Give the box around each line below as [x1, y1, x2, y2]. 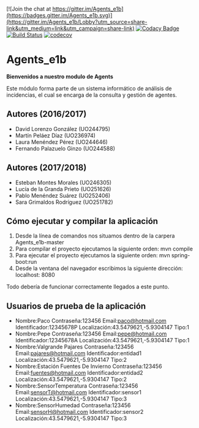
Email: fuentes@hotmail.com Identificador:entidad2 [15, 369, 143, 377]
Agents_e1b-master [15, 239, 64, 246]
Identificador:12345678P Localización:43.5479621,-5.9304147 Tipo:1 [15, 324, 190, 331]
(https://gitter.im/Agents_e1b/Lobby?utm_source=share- [6, 18, 148, 25]
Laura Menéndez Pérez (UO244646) [15, 138, 108, 146]
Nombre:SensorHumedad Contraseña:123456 [15, 402, 131, 409]
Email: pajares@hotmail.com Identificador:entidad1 [15, 350, 142, 357]
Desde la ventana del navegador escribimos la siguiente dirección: [15, 265, 184, 272]
